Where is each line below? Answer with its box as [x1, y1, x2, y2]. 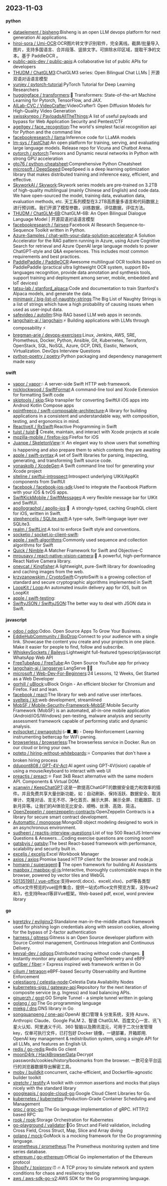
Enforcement [12, 974, 40, 980]
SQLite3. [12, 521, 31, 527]
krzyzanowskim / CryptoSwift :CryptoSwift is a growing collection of [12, 574, 152, 580]
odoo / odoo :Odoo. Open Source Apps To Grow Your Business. [12, 628, 142, 634]
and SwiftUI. [12, 500, 38, 506]
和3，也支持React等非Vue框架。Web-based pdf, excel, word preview [12, 891, 154, 896]
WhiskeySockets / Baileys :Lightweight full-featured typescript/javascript [12, 650, 161, 655]
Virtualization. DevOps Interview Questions [12, 348, 101, 354]
